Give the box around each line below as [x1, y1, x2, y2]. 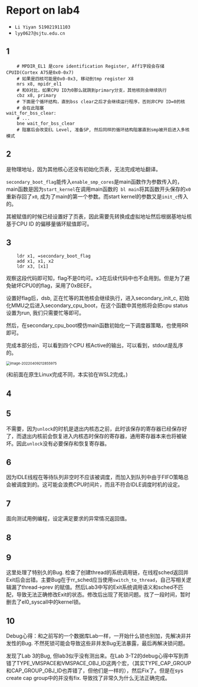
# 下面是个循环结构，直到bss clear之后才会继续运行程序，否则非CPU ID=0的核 [16, 99, 186, 105]
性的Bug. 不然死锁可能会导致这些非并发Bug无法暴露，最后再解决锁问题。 [11, 640, 189, 647]
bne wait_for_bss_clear [16, 121, 75, 126]
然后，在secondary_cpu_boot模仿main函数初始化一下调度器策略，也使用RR [6, 322, 189, 329]
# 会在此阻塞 [16, 105, 44, 111]
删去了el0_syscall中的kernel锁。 [6, 598, 84, 605]
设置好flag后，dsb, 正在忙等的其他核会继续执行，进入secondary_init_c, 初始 [6, 295, 190, 302]
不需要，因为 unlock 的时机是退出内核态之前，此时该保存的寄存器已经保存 [6, 425, 182, 432]
